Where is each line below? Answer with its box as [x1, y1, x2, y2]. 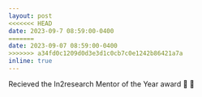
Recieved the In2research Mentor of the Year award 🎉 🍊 [8, 78, 195, 89]
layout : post [8, 11, 53, 20]
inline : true [8, 57, 53, 65]
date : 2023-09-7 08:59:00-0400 [8, 27, 114, 35]
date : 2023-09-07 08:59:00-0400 [8, 42, 118, 50]
